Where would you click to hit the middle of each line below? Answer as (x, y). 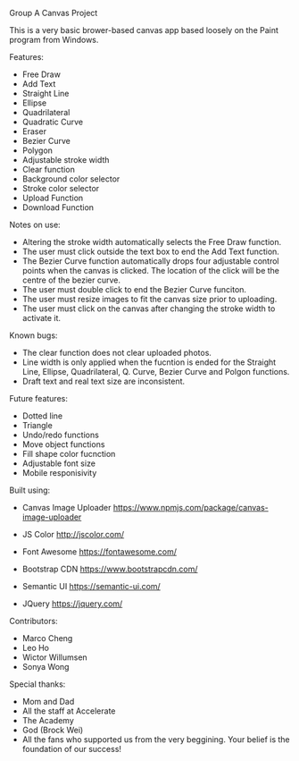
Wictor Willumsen (54, 657)
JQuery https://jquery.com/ (72, 604)
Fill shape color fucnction (69, 454)
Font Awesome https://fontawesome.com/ (99, 552)
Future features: (39, 398)
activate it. (41, 318)
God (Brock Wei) (53, 730)
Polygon (37, 150)
